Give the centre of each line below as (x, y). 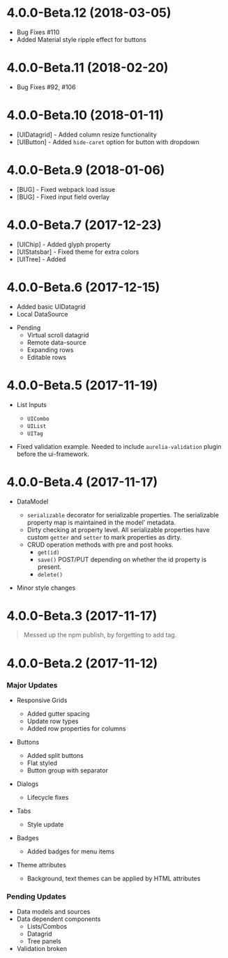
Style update (45, 824)
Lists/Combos (47, 927)
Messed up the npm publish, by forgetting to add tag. (100, 635)
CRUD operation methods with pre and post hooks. (100, 545)
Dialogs (28, 784)
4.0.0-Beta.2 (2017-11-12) (82, 663)
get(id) (48, 552)
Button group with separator (68, 770)
